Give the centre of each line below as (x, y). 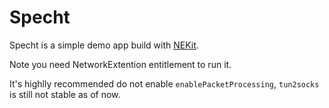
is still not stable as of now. (65, 94)
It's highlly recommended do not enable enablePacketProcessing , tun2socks (164, 83)
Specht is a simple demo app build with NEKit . (104, 45)
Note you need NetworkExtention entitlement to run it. (120, 64)
